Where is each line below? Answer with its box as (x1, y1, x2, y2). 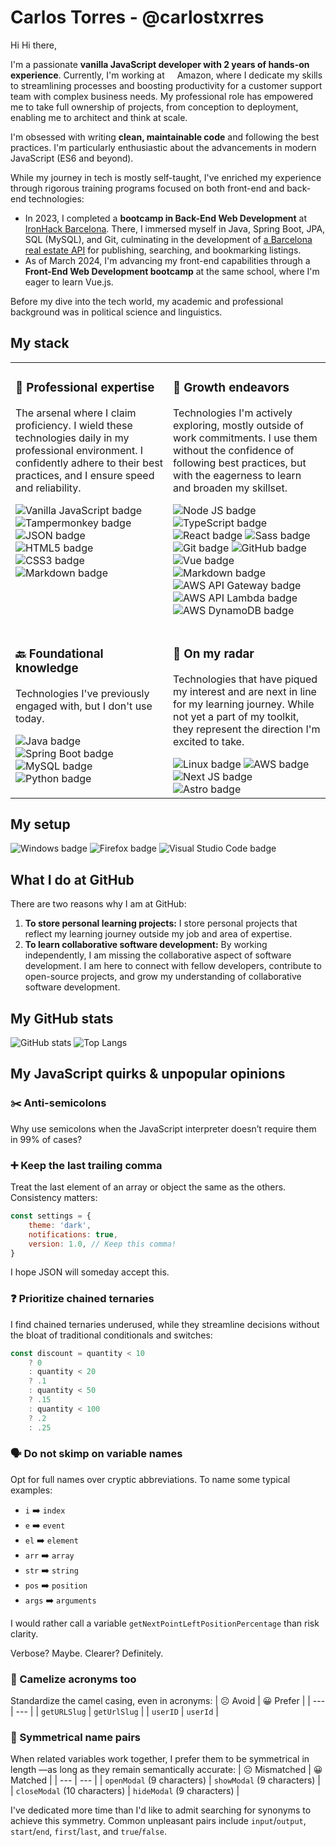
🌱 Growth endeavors (173, 379, 290, 395)
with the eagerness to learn (173, 468, 302, 482)
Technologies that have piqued (173, 672, 318, 686)
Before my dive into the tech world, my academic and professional (10, 295, 284, 307)
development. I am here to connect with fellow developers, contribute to (24, 960, 322, 972)
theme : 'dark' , (28, 1220, 92, 1230)
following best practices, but (173, 456, 307, 470)
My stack (10, 335, 70, 352)
